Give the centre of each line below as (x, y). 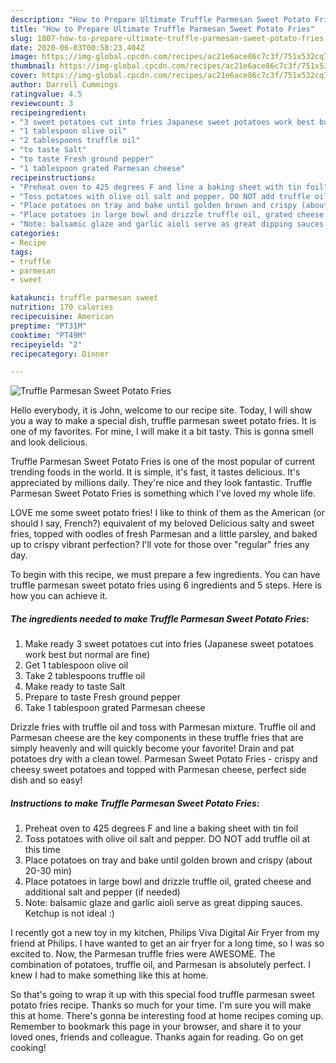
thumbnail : (33, 66)
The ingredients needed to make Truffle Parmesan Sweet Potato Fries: (160, 618)
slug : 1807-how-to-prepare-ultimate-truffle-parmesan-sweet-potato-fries (167, 38)
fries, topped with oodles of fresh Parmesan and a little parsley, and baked (164, 534)
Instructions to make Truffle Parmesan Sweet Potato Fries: (135, 803)
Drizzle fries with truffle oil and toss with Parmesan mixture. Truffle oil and (163, 727)
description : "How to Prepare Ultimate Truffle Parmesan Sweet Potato (160, 19)
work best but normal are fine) (87, 655)
